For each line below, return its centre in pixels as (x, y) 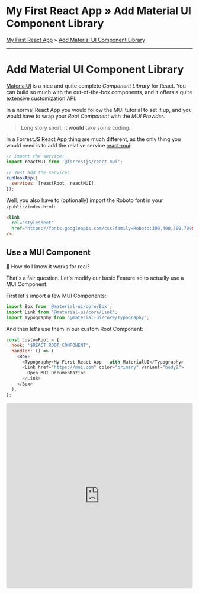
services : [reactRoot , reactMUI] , (54, 184)
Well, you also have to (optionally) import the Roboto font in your (85, 200)
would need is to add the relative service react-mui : (69, 145)
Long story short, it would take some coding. (76, 127)
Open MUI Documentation (57, 373)
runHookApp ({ (22, 178)
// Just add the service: (38, 172)
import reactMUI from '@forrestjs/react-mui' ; (65, 162)
